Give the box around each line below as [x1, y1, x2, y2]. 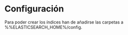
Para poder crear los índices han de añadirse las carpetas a [4, 19, 124, 25]
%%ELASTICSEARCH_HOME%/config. [4, 24, 82, 30]
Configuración [4, 3, 64, 14]
